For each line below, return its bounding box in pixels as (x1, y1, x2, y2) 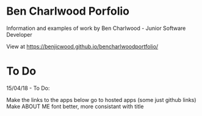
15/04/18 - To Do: (6, 84, 50, 92)
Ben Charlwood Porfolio (6, 4, 130, 18)
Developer (6, 31, 32, 38)
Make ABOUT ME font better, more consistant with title (6, 103, 144, 110)
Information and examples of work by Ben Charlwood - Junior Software (6, 24, 186, 32)
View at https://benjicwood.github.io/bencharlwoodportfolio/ (6, 43, 159, 50)
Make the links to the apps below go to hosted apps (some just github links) (6, 96, 197, 103)
